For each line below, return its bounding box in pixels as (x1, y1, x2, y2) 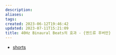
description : (5, 7, 33, 12)
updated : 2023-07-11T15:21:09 (5, 26, 69, 31)
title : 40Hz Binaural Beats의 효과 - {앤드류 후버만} (5, 30, 111, 35)
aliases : (5, 12, 24, 17)
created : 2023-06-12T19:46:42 (5, 21, 69, 26)
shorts (12, 44, 26, 50)
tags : (5, 16, 17, 21)
